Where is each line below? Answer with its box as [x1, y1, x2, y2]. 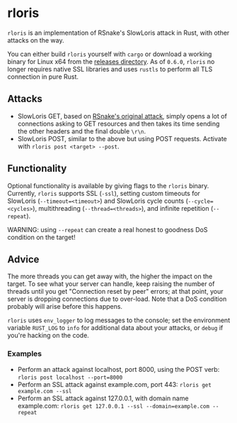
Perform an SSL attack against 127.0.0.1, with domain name [17, 394, 189, 402]
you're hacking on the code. [7, 331, 90, 340]
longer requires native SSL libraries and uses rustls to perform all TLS [7, 65, 213, 73]
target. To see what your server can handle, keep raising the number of [7, 280, 215, 288]
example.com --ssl [17, 388, 72, 395]
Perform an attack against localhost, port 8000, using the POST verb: [17, 365, 220, 373]
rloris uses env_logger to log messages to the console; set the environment [7, 316, 231, 324]
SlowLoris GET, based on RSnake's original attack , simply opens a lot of [17, 111, 228, 120]
